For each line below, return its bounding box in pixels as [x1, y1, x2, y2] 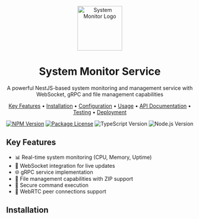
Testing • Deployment [73, 108, 127, 115]
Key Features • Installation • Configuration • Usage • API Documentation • [8, 102, 191, 109]
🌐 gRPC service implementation [14, 168, 93, 176]
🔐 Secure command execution [14, 182, 89, 189]
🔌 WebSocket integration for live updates [14, 162, 115, 169]
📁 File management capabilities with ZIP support [14, 175, 134, 182]
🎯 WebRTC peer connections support [14, 187, 106, 195]
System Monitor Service [39, 65, 161, 79]
